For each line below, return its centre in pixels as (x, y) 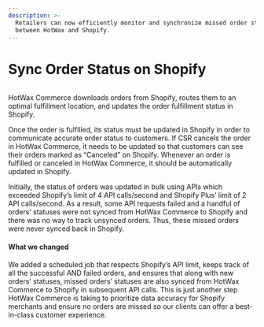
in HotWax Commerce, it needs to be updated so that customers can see (126, 147)
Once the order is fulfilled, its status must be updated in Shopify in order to (129, 130)
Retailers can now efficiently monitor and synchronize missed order (131, 23)
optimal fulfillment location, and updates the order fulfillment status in (121, 106)
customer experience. (71, 314)
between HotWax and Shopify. (63, 30)
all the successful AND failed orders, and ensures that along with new (121, 273)
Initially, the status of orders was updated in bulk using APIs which (115, 187)
